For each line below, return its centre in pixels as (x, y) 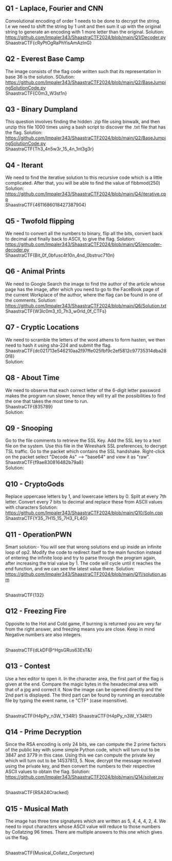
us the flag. (17, 837)
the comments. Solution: (31, 300)
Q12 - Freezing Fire (36, 611)
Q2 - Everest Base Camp (45, 59)
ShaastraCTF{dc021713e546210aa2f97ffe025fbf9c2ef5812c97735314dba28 (86, 351)
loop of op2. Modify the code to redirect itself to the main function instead (83, 552)
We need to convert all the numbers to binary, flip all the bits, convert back (84, 234)
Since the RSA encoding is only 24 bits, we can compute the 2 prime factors (86, 744)
